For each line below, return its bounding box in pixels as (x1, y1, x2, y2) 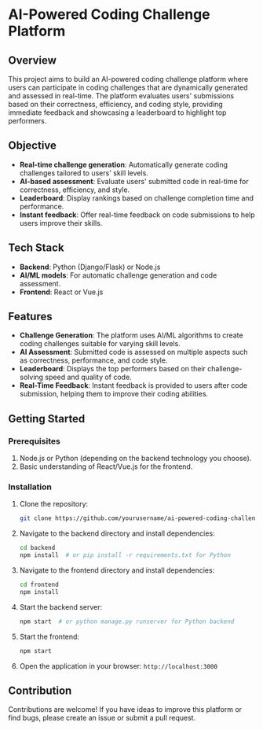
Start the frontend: (19, 632, 80, 641)
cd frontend (19, 581, 59, 589)
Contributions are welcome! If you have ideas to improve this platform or (8, 705, 242, 714)
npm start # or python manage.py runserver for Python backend (19, 618, 235, 625)
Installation (8, 481, 53, 492)
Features (8, 310, 53, 323)
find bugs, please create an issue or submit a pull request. (8, 713, 196, 723)
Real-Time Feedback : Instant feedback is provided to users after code (19, 381, 248, 390)
